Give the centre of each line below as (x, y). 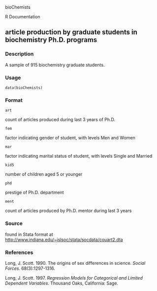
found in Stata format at (29, 234)
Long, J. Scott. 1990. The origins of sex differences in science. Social (75, 263)
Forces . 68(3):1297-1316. (30, 268)
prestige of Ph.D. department (34, 193)
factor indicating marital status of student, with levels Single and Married (79, 156)
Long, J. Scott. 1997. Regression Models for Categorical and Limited (74, 278)
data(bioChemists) (24, 88)
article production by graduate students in (71, 32)
